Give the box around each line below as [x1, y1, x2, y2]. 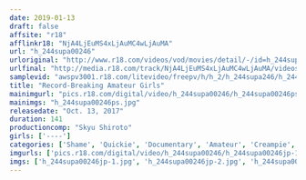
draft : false [9, 22, 59, 31]
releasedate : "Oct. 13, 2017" [9, 106, 125, 115]
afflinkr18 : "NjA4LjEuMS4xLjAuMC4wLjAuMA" [9, 38, 173, 48]
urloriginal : [9, 55, 59, 65]
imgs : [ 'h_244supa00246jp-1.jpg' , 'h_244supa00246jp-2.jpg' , [9, 156, 247, 166]
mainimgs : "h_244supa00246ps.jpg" [9, 97, 141, 107]
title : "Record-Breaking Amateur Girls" [9, 81, 166, 90]
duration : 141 [9, 115, 64, 124]
